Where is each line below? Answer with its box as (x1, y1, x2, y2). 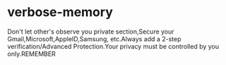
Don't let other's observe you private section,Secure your (7, 27, 174, 36)
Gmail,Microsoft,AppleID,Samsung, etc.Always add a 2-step (7, 34, 182, 43)
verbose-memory (7, 4, 113, 20)
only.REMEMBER (7, 50, 56, 58)
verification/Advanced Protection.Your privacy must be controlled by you (7, 42, 220, 50)
